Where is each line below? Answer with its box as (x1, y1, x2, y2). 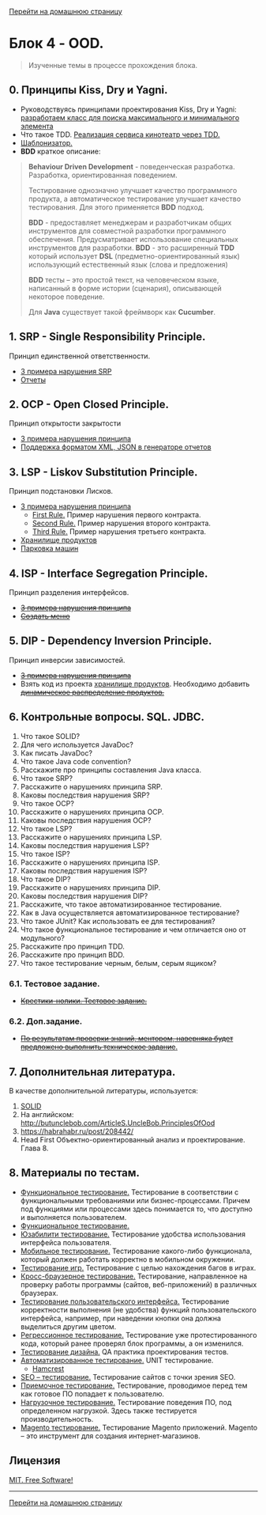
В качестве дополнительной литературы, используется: (9, 1086, 198, 1096)
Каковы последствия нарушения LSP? (20, 840, 149, 850)
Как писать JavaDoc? (20, 748, 93, 758)
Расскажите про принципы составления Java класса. (20, 765, 202, 775)
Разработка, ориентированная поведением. (28, 170, 178, 180)
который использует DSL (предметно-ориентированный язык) (28, 251, 240, 260)
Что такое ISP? (20, 849, 70, 858)
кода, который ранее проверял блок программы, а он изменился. (20, 1339, 244, 1348)
